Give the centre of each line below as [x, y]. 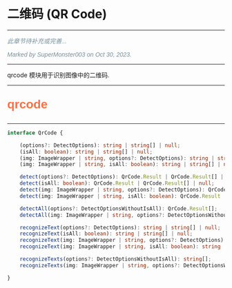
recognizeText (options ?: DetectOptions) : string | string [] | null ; [120, 227]
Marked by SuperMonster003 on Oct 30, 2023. [69, 54]
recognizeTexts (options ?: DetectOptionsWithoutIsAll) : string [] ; [116, 259]
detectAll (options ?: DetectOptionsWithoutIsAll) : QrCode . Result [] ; [118, 208]
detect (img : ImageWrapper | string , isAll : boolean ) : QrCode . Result [120, 196]
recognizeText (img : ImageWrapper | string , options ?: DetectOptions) [122, 240]
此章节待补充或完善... [37, 41]
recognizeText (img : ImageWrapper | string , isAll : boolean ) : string [120, 247]
